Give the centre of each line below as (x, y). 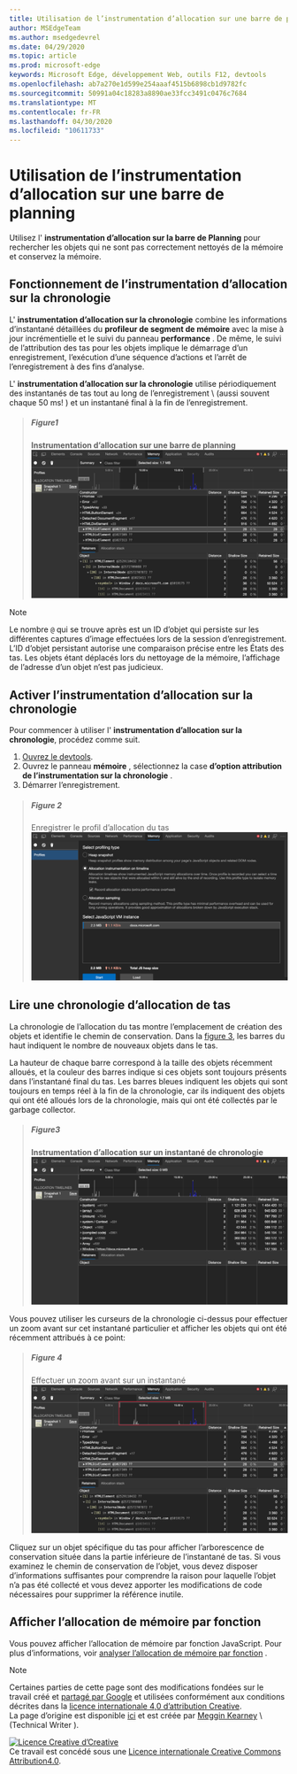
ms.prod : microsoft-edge (55, 66)
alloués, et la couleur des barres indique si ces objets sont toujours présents (148, 1072)
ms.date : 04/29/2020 (47, 47)
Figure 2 (46, 805)
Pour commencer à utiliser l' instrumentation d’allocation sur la (126, 730)
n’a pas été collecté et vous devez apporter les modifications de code (136, 1585)
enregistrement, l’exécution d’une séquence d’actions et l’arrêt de (128, 357)
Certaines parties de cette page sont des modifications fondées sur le (137, 1687)
